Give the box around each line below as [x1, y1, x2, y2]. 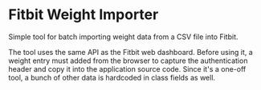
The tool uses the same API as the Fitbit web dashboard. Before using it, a [8, 47, 253, 57]
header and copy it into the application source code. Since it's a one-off [8, 64, 247, 73]
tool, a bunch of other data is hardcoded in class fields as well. [8, 72, 215, 82]
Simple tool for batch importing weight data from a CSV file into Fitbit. [8, 32, 239, 41]
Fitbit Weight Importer [8, 6, 159, 24]
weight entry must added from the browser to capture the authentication [8, 56, 248, 65]
